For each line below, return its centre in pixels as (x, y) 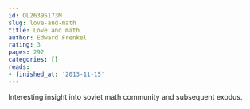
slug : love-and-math (43, 23)
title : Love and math (44, 30)
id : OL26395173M (35, 15)
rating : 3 (25, 45)
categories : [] (33, 60)
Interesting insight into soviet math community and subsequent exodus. (125, 96)
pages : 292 (26, 52)
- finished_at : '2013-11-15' (57, 74)
